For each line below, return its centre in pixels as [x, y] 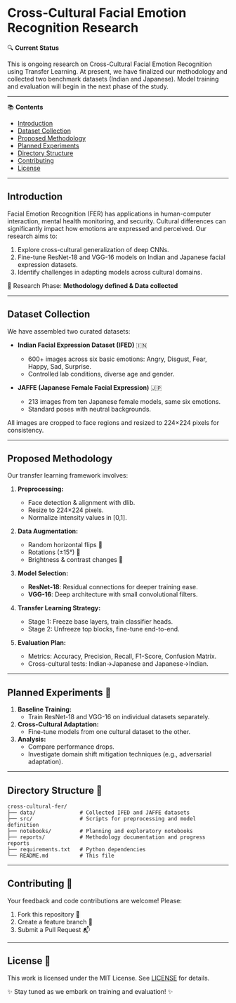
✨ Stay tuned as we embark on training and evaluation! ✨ [90, 991]
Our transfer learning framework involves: [68, 476]
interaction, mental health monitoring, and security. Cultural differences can [117, 221]
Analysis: [32, 740]
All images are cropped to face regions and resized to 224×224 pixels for [113, 422]
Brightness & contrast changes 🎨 [76, 560]
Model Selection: [43, 573]
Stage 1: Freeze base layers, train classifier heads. [100, 622]
